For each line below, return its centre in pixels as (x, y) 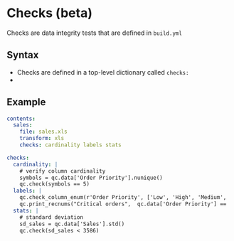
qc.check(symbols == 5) (55, 184)
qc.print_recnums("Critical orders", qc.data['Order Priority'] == (123, 204)
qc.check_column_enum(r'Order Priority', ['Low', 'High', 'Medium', (123, 198)
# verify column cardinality (63, 171)
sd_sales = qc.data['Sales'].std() (72, 224)
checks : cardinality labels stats (70, 145)
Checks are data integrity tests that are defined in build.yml (95, 33)
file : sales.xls (44, 132)
